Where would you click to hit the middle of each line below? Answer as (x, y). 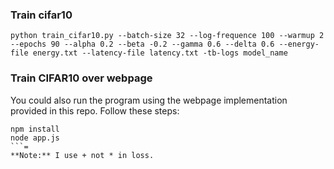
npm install (35, 129)
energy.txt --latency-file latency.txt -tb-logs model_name (160, 53)
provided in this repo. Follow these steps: (95, 110)
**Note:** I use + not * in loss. (82, 155)
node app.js (35, 138)
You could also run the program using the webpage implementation (149, 100)
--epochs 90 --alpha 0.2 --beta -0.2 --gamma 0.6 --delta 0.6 (142, 44)
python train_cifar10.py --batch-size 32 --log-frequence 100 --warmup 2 (167, 36)
